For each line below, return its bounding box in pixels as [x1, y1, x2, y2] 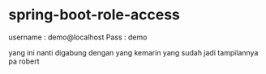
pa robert [8, 56, 40, 66]
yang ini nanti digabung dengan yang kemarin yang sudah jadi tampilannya [8, 47, 259, 57]
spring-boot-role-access [8, 6, 181, 24]
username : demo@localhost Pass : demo [8, 32, 148, 42]
